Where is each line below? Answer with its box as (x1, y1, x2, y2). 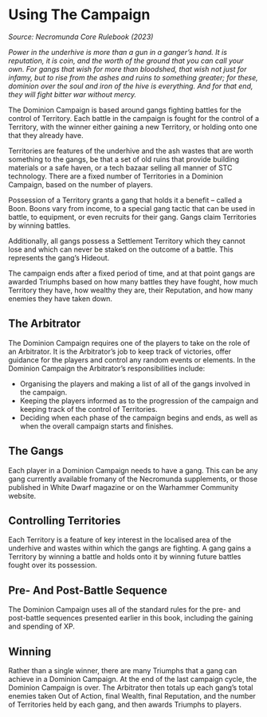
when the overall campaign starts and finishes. (19, 421, 174, 431)
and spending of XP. (8, 621, 76, 631)
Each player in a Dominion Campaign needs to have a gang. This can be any (8, 465, 258, 475)
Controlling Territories (8, 514, 121, 527)
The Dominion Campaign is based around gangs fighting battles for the (8, 105, 241, 115)
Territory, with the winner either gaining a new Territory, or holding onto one (8, 122, 257, 131)
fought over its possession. (8, 560, 97, 570)
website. (8, 491, 37, 500)
